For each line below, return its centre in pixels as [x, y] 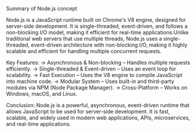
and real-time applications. [39, 124]
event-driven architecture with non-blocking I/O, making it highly [109, 45]
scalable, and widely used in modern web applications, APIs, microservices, [98, 118]
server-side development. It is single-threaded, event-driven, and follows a [97, 26]
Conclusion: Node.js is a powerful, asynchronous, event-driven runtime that [98, 105]
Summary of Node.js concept [42, 9]
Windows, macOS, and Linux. [42, 94]
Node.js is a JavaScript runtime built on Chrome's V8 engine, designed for [96, 20]
